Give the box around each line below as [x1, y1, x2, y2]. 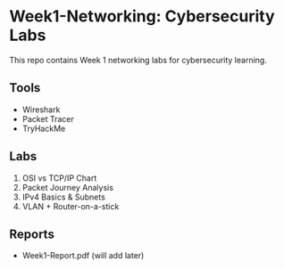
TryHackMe [21, 123, 66, 134]
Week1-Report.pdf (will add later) [21, 250, 145, 261]
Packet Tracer [21, 113, 74, 124]
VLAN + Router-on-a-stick [21, 200, 120, 211]
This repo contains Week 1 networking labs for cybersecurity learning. [9, 54, 268, 65]
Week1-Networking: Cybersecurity [9, 6, 275, 27]
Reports [9, 226, 55, 241]
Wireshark [21, 104, 61, 115]
